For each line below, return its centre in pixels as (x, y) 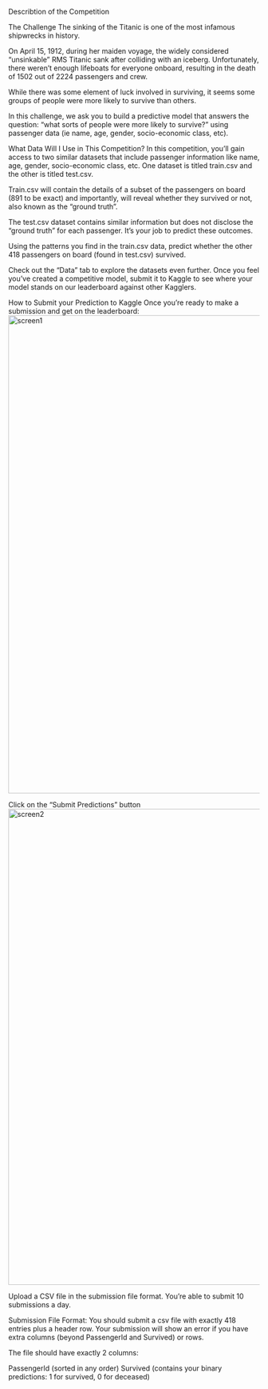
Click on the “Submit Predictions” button (75, 805)
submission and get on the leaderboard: (74, 311)
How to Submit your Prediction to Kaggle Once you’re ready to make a (124, 302)
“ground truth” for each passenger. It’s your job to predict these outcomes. (131, 230)
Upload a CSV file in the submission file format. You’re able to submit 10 (126, 1296)
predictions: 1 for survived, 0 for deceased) (79, 1377)
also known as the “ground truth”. (63, 206)
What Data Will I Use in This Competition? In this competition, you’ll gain (126, 148)
